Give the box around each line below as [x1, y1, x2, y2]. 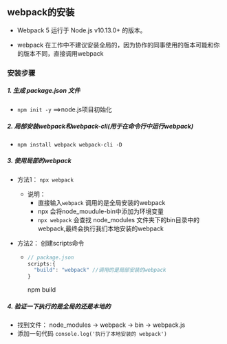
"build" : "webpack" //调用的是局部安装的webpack [33, 267, 166, 274]
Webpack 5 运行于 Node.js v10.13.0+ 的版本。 [17, 26, 147, 34]
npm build [27, 286, 56, 294]
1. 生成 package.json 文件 [7, 87, 80, 95]
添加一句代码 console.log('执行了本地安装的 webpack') [17, 330, 167, 338]
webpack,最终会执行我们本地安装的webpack [37, 224, 164, 233]
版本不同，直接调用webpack [23, 49, 104, 57]
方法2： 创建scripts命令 [17, 239, 85, 247]
